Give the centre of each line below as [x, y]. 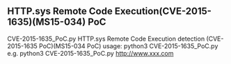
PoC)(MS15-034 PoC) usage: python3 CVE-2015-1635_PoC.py [129, 46]
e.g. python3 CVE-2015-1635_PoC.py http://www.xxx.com [90, 53]
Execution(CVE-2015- [163, 11]
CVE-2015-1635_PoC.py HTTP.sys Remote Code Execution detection [106, 39]
